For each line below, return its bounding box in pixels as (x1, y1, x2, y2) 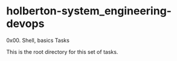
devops (6, 17, 45, 30)
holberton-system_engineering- (6, 4, 172, 18)
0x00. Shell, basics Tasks (6, 36, 69, 44)
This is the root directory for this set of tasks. (6, 48, 118, 55)
